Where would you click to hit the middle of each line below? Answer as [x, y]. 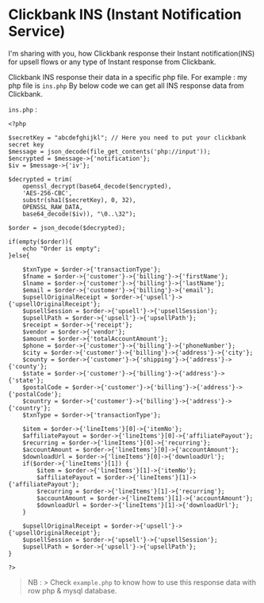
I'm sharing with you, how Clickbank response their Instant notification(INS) [132, 53]
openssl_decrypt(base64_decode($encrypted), [97, 186]
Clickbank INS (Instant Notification [125, 15]
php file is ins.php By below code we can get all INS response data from [126, 86]
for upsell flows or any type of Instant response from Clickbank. [112, 62]
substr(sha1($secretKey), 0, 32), [79, 200]
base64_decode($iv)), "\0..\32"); [79, 214]
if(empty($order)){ [40, 242]
